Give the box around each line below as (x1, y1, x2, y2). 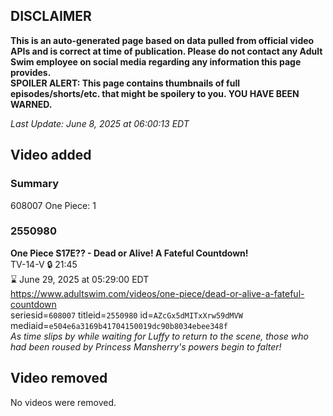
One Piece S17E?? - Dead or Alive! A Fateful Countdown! (10, 247, 249, 259)
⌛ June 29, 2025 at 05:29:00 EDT (10, 273, 150, 285)
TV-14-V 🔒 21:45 (10, 258, 78, 270)
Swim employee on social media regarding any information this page (10, 55, 302, 68)
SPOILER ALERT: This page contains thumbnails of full (10, 77, 240, 89)
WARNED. (10, 98, 53, 110)
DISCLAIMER (10, 8, 92, 25)
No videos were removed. (10, 396, 117, 408)
